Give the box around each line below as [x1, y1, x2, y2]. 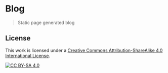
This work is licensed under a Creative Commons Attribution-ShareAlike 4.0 [5, 47, 163, 53]
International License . [5, 52, 51, 58]
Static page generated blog [17, 19, 75, 25]
